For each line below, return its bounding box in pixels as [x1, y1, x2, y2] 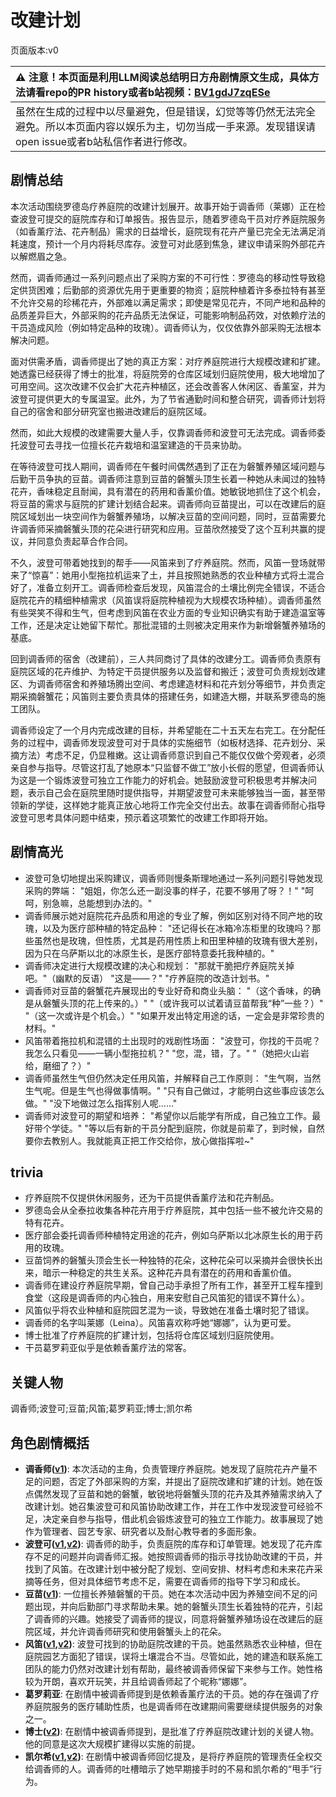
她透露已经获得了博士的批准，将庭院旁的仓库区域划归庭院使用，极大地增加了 [10, 367, 326, 380]
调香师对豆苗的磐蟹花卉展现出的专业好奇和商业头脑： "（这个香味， [24, 984, 304, 996]
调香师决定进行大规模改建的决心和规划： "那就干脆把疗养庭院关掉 [24, 959, 295, 971]
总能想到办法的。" [77, 897, 153, 909]
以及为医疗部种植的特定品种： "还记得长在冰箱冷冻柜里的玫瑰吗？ [42, 922, 313, 934]
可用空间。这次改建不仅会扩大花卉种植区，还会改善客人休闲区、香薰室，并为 [10, 380, 326, 392]
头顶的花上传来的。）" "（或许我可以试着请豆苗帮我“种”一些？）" [59, 997, 324, 1009]
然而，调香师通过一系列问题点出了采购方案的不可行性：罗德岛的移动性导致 [10, 271, 317, 283]
